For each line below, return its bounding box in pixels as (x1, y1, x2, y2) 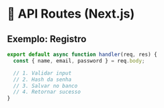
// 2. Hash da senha (13, 76, 72, 83)
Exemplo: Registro (7, 33, 87, 45)
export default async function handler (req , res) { (7, 51, 157, 58)
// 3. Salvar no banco (13, 82, 78, 89)
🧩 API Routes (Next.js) (7, 6, 135, 22)
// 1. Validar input (13, 69, 72, 77)
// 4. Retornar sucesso (13, 88, 81, 96)
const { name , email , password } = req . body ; (13, 57, 146, 64)
